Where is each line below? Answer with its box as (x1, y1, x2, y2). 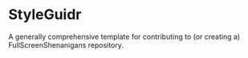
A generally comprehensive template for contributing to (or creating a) (8, 32, 241, 41)
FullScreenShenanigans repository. (8, 40, 124, 49)
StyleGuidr (8, 6, 82, 24)
